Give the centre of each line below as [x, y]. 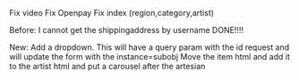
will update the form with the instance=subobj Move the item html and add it [150, 56]
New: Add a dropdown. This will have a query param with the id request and [149, 47]
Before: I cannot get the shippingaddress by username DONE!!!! [127, 30]
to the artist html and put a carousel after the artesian [107, 66]
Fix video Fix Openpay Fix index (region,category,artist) [112, 13]
